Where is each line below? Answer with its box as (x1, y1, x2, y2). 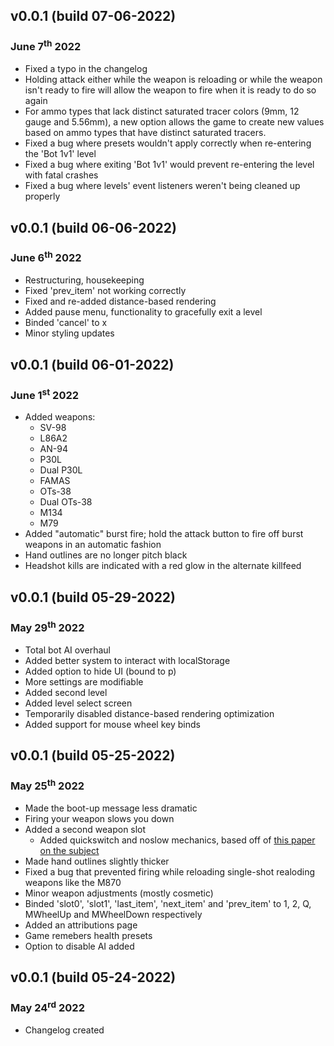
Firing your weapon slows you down (24, 812, 175, 824)
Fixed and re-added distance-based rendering (24, 295, 217, 308)
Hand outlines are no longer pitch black (24, 549, 188, 561)
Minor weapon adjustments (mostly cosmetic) (24, 887, 214, 899)
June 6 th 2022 (10, 249, 82, 265)
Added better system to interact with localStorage (24, 654, 231, 666)
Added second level (24, 686, 108, 698)
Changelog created (24, 1024, 105, 1036)
